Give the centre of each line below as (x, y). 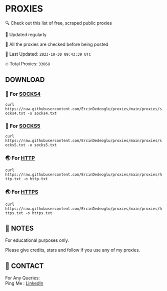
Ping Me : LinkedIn (24, 283)
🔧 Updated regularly (26, 34)
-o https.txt (39, 213)
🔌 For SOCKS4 (23, 94)
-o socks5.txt (42, 145)
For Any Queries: (22, 278)
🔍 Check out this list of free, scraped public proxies (59, 23)
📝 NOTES (19, 228)
